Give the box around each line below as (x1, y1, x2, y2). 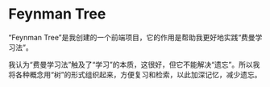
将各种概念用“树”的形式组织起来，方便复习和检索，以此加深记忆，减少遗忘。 (8, 69, 262, 79)
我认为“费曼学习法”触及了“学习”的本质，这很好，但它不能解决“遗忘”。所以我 (8, 60, 260, 69)
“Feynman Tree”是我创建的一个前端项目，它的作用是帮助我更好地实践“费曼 (8, 32, 255, 42)
